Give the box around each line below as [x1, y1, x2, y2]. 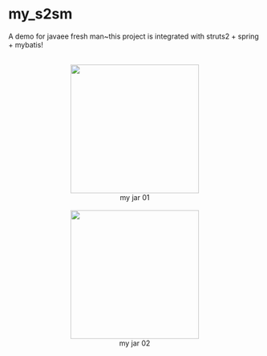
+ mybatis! [8, 39, 44, 49]
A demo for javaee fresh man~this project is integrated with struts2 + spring [8, 31, 259, 41]
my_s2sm [8, 5, 73, 23]
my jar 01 [119, 192, 150, 202]
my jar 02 [119, 338, 151, 348]
